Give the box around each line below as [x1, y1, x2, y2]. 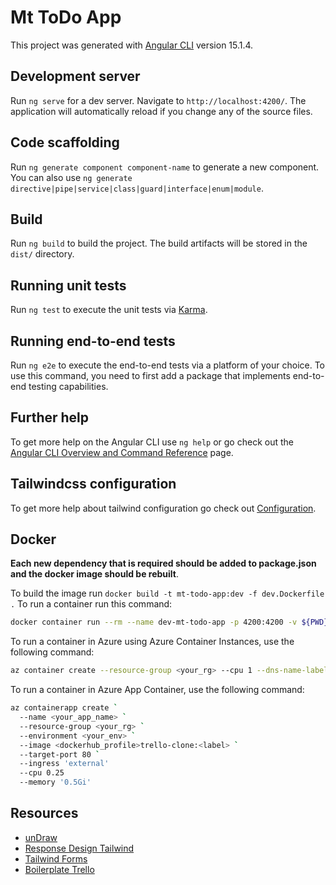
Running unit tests [10, 277, 127, 294]
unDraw [24, 831, 58, 843]
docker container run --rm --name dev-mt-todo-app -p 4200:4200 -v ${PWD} [10, 617, 329, 628]
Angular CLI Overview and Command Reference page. [10, 446, 234, 458]
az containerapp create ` [10, 703, 118, 713]
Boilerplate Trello [24, 863, 95, 875]
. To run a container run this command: [10, 598, 173, 610]
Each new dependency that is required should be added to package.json [10, 557, 317, 570]
